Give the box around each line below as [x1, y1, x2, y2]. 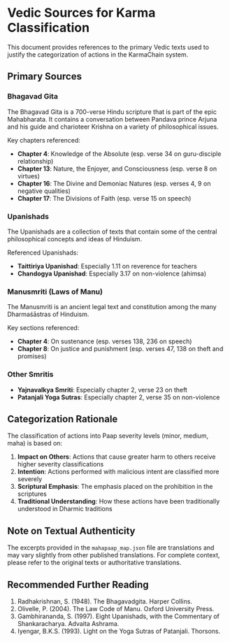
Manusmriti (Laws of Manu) [7, 287, 103, 297]
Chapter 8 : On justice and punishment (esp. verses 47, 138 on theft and [17, 345, 224, 353]
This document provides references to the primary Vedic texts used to [7, 43, 210, 51]
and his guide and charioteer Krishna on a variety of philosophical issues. [7, 122, 219, 131]
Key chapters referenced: [7, 136, 80, 144]
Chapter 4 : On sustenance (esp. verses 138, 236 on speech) [17, 337, 192, 345]
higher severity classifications [17, 460, 104, 469]
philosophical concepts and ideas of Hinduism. [7, 234, 143, 243]
